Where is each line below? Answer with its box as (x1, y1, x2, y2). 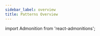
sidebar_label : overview (5, 7, 56, 12)
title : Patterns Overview (5, 12, 58, 17)
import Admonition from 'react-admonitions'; (5, 25, 96, 31)
